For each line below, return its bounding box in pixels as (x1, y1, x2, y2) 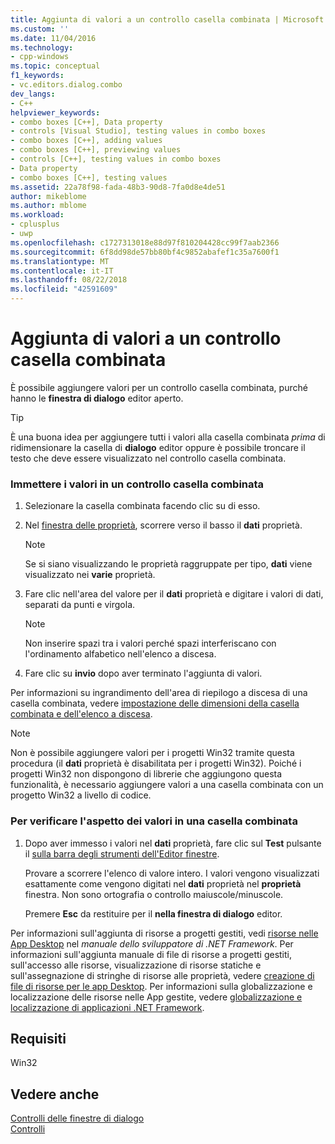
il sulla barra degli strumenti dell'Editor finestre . (24, 847, 220, 860)
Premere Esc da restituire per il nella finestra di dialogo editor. (24, 907, 283, 920)
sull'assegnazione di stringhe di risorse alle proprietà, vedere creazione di (10, 969, 315, 981)
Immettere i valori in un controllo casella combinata (10, 477, 265, 491)
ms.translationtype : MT (10, 256, 110, 266)
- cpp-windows (10, 52, 70, 62)
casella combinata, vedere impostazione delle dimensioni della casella (10, 697, 300, 710)
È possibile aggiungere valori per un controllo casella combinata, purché (10, 381, 308, 393)
